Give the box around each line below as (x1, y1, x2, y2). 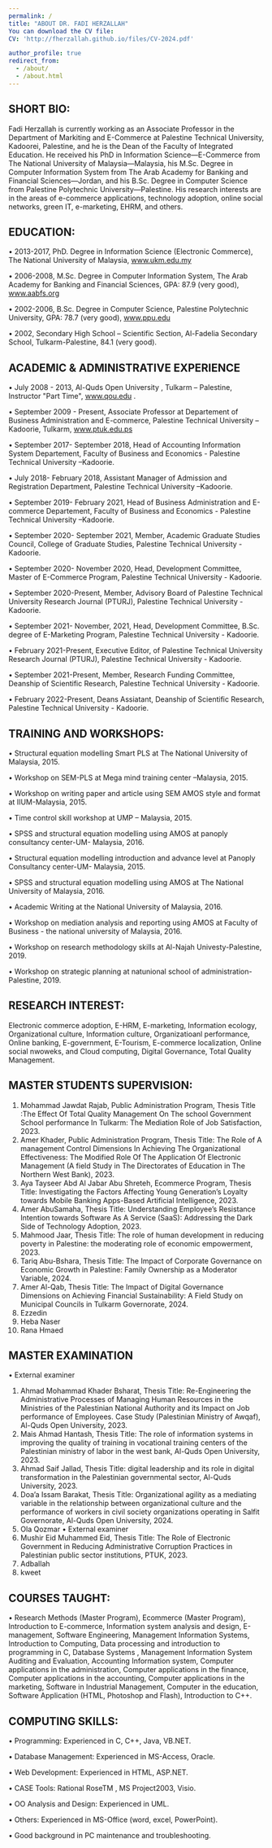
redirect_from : (8, 57, 60, 65)
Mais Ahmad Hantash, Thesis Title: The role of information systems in (19, 1430, 253, 1439)
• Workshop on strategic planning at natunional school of (8, 966, 201, 976)
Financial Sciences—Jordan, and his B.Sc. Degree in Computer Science (8, 176, 248, 186)
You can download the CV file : (8, 27, 114, 35)
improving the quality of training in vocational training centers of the (19, 1438, 248, 1447)
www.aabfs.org (8, 288, 59, 298)
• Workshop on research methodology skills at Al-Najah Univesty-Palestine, (8, 942, 262, 952)
